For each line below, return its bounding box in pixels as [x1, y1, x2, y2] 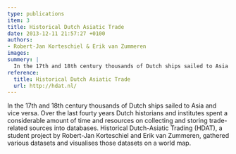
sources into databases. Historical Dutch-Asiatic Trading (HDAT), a [29, 124, 223, 132]
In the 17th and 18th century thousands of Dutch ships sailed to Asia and [7, 101, 217, 110]
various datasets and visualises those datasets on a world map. [7, 139, 192, 148]
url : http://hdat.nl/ [13, 82, 77, 89]
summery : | [7, 56, 39, 63]
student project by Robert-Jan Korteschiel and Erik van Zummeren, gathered [7, 131, 230, 140]
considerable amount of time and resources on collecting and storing [7, 117, 208, 125]
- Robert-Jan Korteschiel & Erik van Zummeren [7, 43, 147, 50]
